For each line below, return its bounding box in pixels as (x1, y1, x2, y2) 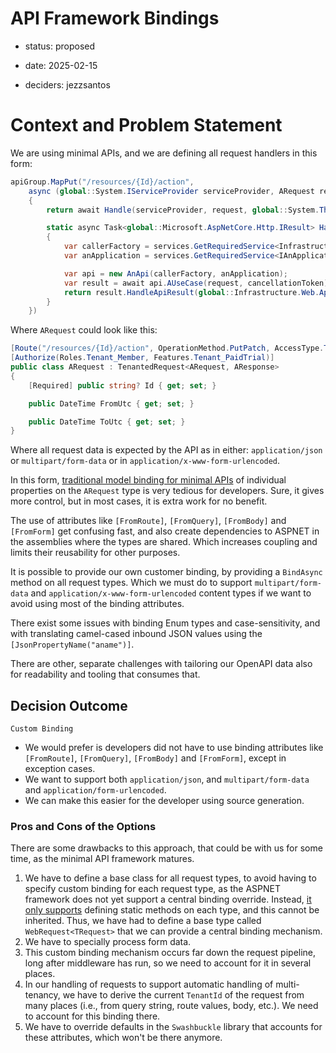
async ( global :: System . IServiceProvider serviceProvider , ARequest (28, 186, 315, 196)
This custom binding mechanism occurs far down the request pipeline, (24, 947, 317, 959)
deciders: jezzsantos (24, 78, 111, 91)
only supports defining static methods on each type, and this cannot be (24, 904, 320, 916)
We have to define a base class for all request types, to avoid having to (24, 872, 317, 884)
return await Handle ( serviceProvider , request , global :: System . (46, 205, 320, 215)
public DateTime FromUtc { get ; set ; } (28, 398, 195, 409)
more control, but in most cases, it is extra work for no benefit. (10, 495, 268, 507)
